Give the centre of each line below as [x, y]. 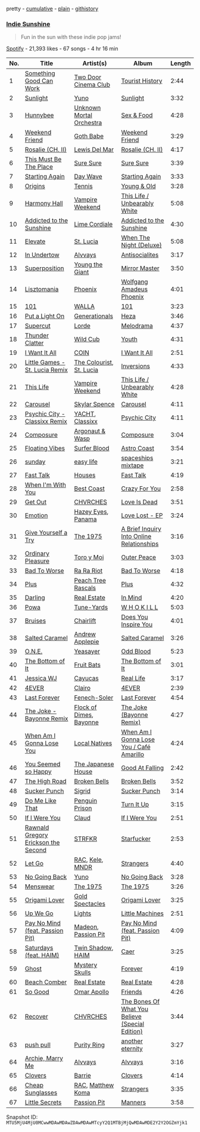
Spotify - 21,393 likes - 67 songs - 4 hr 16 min [62, 49]
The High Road [46, 781]
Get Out [36, 502]
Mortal [83, 115]
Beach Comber [46, 982]
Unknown [87, 108]
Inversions [136, 366]
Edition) [132, 1032]
